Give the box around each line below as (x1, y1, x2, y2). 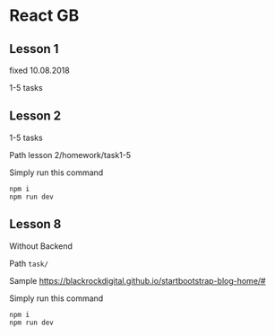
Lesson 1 (9, 41, 59, 57)
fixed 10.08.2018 (9, 65, 70, 75)
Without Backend (9, 240, 73, 252)
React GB (9, 5, 80, 26)
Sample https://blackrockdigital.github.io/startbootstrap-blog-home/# (9, 275, 266, 286)
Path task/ (9, 258, 49, 269)
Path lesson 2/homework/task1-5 (9, 149, 132, 160)
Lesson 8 (9, 217, 62, 232)
